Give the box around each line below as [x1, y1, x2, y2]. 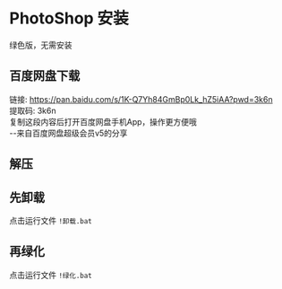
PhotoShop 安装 [9, 8, 130, 29]
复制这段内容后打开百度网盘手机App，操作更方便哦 [9, 116, 197, 127]
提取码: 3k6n [9, 105, 56, 116]
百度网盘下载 [9, 68, 81, 83]
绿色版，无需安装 [9, 39, 73, 50]
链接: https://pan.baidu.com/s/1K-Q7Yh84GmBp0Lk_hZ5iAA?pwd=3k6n [9, 93, 273, 104]
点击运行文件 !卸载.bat [9, 215, 92, 225]
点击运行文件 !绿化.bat [9, 269, 92, 280]
